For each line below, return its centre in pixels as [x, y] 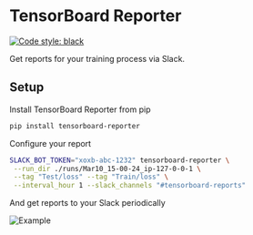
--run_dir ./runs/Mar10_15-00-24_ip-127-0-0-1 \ [107, 169]
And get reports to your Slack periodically [87, 203]
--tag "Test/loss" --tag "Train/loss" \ [91, 177]
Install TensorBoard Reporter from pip [80, 109]
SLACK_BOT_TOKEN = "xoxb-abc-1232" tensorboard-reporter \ [120, 160]
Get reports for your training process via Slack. [97, 58]
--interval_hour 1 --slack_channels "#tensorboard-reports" [130, 186]
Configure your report [51, 143]
